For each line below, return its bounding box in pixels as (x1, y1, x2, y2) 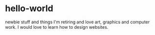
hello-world (5, 3, 54, 14)
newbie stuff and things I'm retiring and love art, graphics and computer (5, 19, 150, 25)
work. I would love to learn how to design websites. (5, 24, 109, 30)
